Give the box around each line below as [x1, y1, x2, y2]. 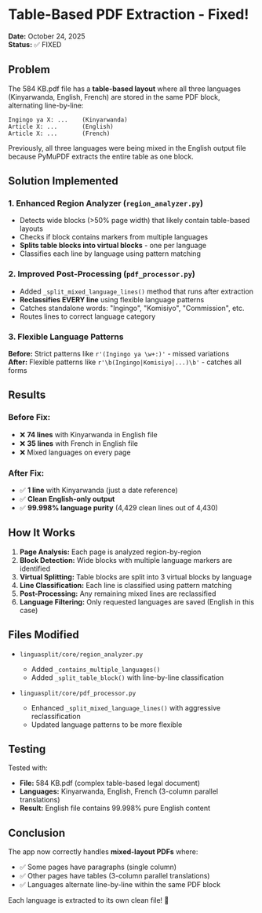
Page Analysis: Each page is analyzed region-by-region [19, 547, 202, 557]
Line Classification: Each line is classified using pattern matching [19, 580, 232, 590]
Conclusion [8, 826, 66, 839]
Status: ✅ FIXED [8, 39, 62, 49]
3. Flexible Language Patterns [8, 331, 124, 342]
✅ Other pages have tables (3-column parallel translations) [19, 871, 210, 881]
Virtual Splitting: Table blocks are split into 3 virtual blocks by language [19, 572, 253, 582]
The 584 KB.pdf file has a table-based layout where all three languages [8, 84, 242, 93]
